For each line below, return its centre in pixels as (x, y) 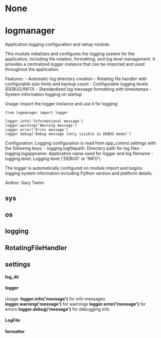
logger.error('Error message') (37, 130)
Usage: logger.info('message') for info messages (55, 298)
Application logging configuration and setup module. (58, 44)
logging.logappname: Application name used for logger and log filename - (79, 154)
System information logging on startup (44, 94)
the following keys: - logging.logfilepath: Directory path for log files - (74, 148)
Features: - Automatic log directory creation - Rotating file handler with (76, 79)
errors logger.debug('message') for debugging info (57, 309)
